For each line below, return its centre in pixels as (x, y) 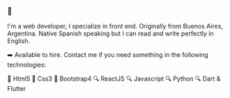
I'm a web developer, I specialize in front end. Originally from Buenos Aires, (115, 26)
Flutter (17, 89)
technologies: (27, 65)
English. (18, 41)
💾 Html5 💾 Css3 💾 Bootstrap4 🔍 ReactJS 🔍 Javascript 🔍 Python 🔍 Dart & (114, 79)
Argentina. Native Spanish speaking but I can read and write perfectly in (110, 33)
